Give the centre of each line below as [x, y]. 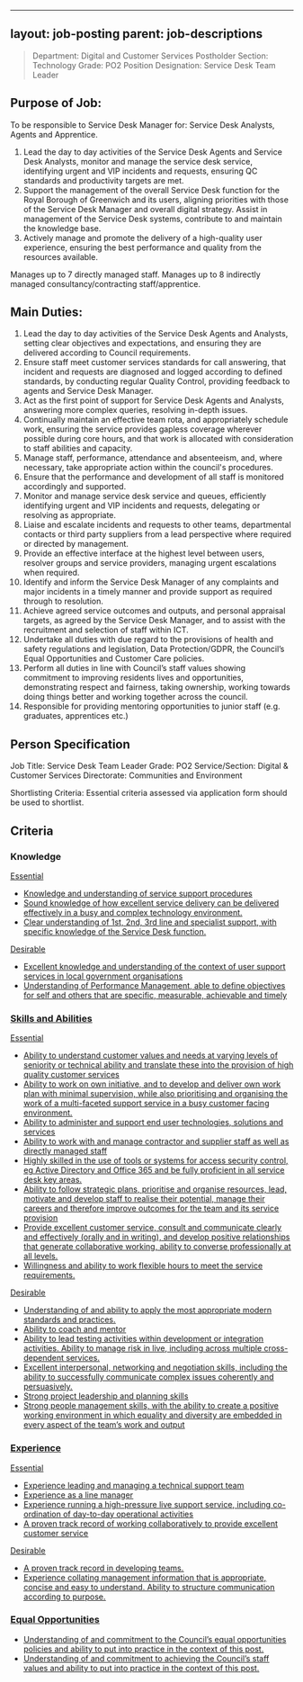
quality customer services [71, 1075]
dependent [44, 1358]
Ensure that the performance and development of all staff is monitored [153, 477]
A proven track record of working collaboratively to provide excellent [150, 1523]
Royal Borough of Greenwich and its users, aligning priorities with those [156, 200]
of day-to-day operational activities [128, 1514]
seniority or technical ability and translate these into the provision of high [158, 1065]
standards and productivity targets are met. [103, 180]
